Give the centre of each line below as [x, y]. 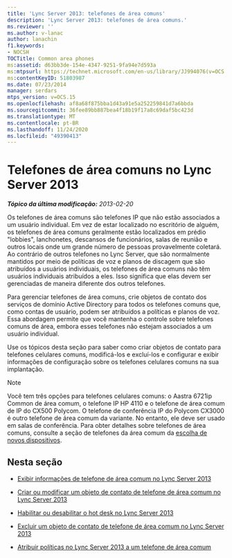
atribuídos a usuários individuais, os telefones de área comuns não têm [109, 269]
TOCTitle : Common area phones [51, 59]
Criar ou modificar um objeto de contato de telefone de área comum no [119, 492]
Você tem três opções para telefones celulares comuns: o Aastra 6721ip [110, 396]
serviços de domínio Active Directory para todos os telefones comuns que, [114, 305]
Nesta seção [35, 462]
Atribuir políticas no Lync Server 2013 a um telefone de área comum [114, 547]
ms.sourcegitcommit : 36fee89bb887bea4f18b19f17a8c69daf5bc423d [100, 110]
